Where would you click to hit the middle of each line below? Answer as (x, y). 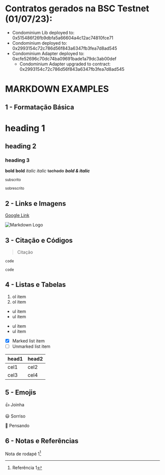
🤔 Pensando (17, 425)
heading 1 (25, 128)
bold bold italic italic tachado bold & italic (47, 171)
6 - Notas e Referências (42, 441)
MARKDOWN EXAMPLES (57, 89)
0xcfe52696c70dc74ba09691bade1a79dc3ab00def (64, 58)
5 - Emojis (21, 393)
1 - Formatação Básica (40, 107)
